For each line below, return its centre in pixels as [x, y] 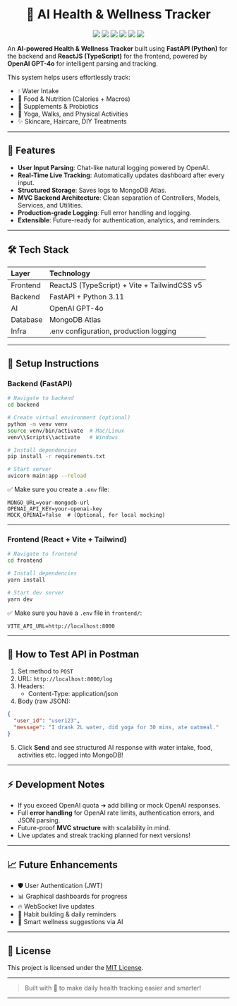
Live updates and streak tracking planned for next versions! [104, 835]
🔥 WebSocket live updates [56, 906]
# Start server [30, 469]
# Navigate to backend [41, 398]
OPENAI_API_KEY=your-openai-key [55, 509]
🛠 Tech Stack [38, 250]
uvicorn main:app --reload [47, 476]
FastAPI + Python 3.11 [87, 297]
